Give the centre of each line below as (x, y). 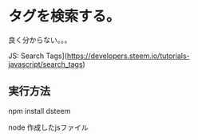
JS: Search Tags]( (38, 56)
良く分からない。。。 (40, 40)
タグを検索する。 (65, 16)
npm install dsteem (40, 111)
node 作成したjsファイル (49, 127)
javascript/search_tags (46, 64)
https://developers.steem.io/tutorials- (128, 56)
